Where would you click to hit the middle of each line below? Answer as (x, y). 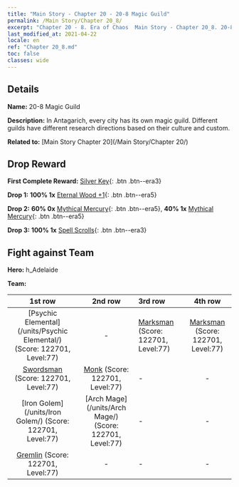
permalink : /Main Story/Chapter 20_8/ (65, 21)
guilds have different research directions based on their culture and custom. (118, 128)
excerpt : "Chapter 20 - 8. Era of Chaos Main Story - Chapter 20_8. (113, 27)
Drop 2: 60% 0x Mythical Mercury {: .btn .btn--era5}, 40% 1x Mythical (111, 209)
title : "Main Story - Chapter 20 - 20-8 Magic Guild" (89, 14)
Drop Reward (37, 164)
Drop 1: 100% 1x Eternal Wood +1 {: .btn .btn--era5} (82, 195)
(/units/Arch (106, 408)
